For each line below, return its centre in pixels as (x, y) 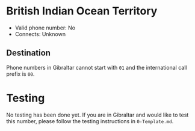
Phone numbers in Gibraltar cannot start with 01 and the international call (97, 67)
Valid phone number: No (45, 28)
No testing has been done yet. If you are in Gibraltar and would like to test (97, 115)
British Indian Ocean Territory (82, 11)
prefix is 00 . (20, 74)
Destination (29, 53)
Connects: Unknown (40, 34)
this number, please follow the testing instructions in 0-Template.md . (90, 121)
